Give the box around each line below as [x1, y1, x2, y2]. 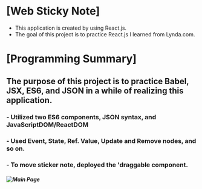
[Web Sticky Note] [6, 4, 100, 18]
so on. [6, 144, 25, 153]
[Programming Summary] [6, 52, 137, 66]
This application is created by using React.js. [15, 24, 127, 31]
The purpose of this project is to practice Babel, [6, 76, 189, 86]
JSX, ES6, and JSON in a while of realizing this [6, 85, 184, 96]
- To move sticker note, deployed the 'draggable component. [6, 161, 189, 169]
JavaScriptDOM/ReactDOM [6, 121, 89, 129]
